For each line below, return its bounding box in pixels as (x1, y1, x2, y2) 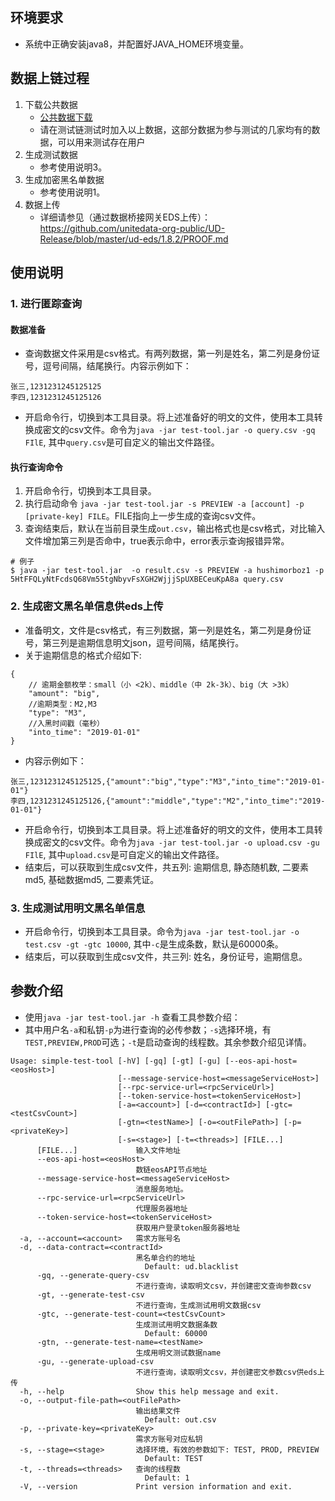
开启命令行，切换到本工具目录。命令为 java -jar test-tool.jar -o (24, 925, 300, 937)
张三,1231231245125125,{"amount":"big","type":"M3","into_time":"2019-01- (10, 776, 326, 787)
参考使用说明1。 (39, 186, 106, 198)
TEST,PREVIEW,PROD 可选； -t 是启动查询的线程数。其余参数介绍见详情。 (24, 1036, 312, 1048)
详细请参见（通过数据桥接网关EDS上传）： (39, 211, 212, 223)
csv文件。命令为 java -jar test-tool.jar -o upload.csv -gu (68, 836, 320, 848)
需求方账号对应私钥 (135, 1434, 203, 1444)
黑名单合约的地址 (135, 1253, 196, 1263)
